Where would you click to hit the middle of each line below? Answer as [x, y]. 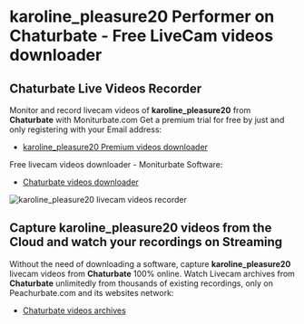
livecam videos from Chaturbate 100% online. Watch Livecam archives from [152, 273]
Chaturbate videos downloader [80, 182]
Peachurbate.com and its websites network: [92, 292]
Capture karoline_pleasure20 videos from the [141, 228]
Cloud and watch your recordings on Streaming [146, 242]
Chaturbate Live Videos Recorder [106, 88]
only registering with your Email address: [86, 129]
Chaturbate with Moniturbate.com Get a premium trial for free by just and [147, 120]
